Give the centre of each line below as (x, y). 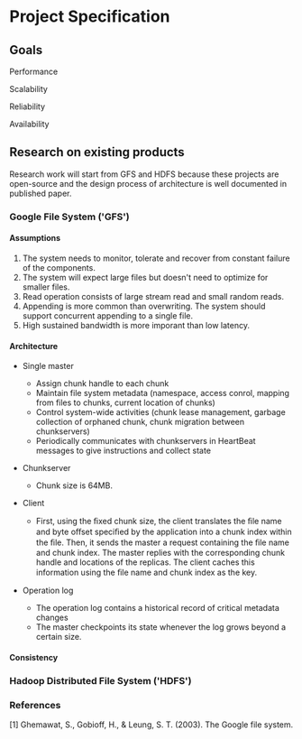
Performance (34, 71)
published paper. (41, 193)
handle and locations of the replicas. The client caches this (145, 562)
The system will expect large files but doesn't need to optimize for (145, 277)
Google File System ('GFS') (69, 217)
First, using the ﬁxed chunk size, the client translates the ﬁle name (159, 522)
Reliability (27, 106)
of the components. (59, 267)
